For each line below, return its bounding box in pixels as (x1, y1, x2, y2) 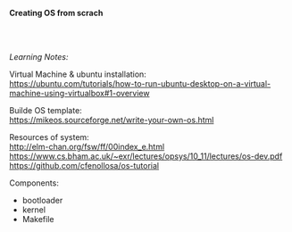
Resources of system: (9, 132, 89, 142)
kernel (21, 204, 46, 215)
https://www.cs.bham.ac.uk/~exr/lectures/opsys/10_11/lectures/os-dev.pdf (9, 151, 283, 162)
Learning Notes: (9, 52, 69, 62)
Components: (9, 178, 60, 188)
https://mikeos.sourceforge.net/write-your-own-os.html (9, 115, 214, 125)
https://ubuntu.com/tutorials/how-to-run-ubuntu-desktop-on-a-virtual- (9, 79, 271, 88)
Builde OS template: (9, 105, 82, 115)
